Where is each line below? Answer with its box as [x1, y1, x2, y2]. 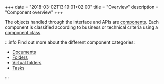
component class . [5, 30, 42, 35]
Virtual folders [12, 60, 42, 65]
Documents [12, 49, 36, 55]
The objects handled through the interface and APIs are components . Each [5, 19, 159, 25]
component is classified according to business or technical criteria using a [5, 24, 158, 30]
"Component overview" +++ [5, 9, 63, 15]
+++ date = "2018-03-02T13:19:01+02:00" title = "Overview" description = [5, 4, 159, 10]
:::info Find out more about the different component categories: [5, 39, 135, 45]
